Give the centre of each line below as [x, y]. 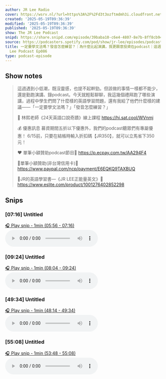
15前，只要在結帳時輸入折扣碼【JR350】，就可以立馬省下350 [93, 136]
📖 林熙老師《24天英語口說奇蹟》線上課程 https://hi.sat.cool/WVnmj [85, 118]
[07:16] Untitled [24, 214]
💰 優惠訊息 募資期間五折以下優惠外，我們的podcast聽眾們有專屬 [83, 128]
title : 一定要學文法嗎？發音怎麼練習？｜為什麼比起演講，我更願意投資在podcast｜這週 [83, 47]
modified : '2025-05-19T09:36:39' [40, 24]
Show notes [24, 76]
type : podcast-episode [28, 56]
